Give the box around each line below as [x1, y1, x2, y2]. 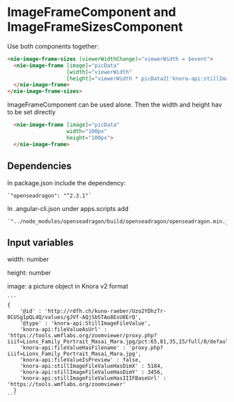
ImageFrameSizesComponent [7, 19, 183, 35]
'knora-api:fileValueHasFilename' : [19, 344, 127, 352]
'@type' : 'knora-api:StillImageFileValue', [19, 320, 151, 327]
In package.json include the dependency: [7, 178, 126, 187]
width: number [7, 255, 49, 263]
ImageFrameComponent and [7, 4, 176, 20]
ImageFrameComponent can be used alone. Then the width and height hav [7, 100, 223, 109]
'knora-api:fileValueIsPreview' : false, [19, 357, 141, 364]
